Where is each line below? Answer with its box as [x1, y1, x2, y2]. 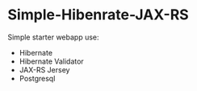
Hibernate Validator [19, 56, 84, 66]
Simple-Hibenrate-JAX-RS [7, 6, 189, 24]
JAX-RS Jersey [19, 64, 70, 74]
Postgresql [19, 73, 56, 83]
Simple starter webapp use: [7, 32, 99, 42]
